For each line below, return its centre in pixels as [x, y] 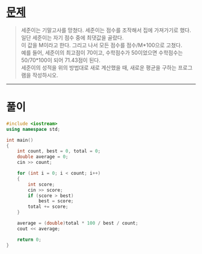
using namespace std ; [33, 129]
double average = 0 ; [43, 157]
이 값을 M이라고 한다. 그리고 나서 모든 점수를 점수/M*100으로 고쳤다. [102, 45]
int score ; [41, 184]
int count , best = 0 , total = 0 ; [59, 151]
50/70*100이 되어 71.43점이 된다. [61, 60]
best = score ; [56, 201]
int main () [20, 140]
